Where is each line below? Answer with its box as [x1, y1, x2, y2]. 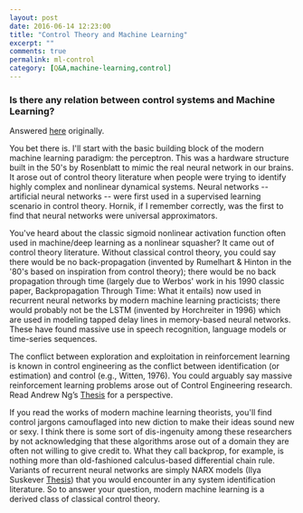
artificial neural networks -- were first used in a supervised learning [9, 191, 261, 202]
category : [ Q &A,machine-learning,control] [9, 64, 172, 73]
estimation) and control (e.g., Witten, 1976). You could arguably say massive [9, 370, 292, 381]
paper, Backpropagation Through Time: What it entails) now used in [9, 286, 261, 297]
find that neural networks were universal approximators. [9, 210, 218, 222]
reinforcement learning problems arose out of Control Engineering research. [9, 380, 293, 391]
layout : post [9, 13, 59, 23]
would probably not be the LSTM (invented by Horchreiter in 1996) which [9, 305, 281, 316]
